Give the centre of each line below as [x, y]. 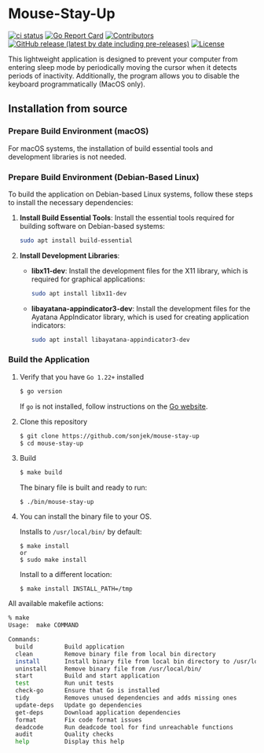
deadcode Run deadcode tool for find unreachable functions [125, 727]
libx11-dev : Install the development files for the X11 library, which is [140, 270]
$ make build [41, 472]
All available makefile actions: [56, 604]
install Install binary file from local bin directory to [123, 661]
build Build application [70, 646]
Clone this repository [53, 421]
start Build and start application [87, 676]
